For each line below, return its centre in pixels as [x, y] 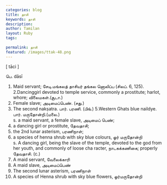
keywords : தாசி [21, 19]
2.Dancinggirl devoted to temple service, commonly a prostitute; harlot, [87, 92]
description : [19, 24]
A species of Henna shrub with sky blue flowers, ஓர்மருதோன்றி [77, 176]
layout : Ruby [19, 33]
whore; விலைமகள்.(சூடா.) [38, 97]
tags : [11, 38]
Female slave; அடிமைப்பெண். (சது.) [49, 103]
